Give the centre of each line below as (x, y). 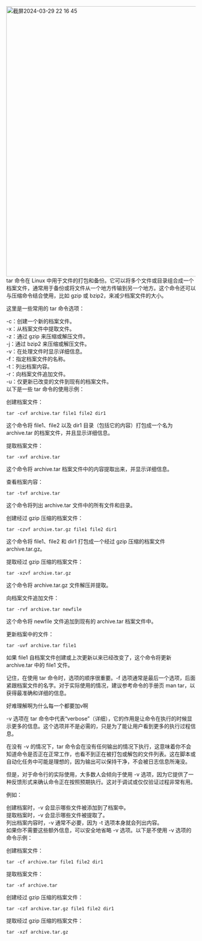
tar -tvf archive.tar (33, 493)
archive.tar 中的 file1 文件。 (40, 665)
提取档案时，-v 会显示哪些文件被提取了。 (57, 815)
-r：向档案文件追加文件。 (38, 374)
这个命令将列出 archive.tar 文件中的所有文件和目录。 (71, 505)
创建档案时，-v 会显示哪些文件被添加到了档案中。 (68, 807)
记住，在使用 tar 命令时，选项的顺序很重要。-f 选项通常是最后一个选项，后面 (101, 678)
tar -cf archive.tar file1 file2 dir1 (55, 862)
